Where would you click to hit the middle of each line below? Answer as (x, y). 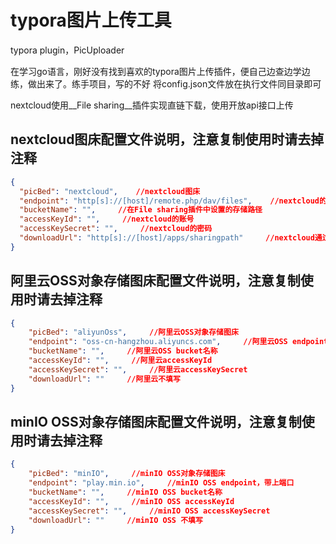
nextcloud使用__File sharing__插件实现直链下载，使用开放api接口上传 (152, 105)
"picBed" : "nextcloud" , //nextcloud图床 (110, 191)
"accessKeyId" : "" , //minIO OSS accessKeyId (131, 501)
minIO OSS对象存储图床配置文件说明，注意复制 (156, 421)
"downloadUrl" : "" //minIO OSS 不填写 (115, 520)
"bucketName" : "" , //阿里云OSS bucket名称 (123, 351)
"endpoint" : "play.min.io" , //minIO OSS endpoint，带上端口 (161, 483)
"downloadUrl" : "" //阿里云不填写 (104, 379)
